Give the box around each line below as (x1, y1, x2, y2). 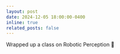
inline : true (6, 19, 38, 25)
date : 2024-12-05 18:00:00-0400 (6, 14, 85, 20)
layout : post (6, 8, 38, 15)
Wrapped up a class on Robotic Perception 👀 (6, 41, 115, 48)
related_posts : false (6, 25, 59, 31)
